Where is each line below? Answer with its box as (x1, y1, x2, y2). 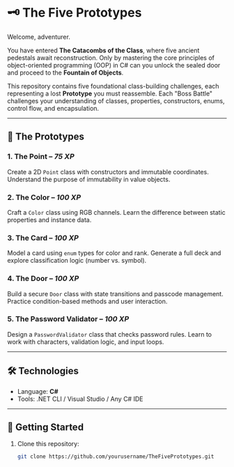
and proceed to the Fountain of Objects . (7, 68, 124, 77)
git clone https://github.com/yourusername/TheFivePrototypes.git (17, 453, 214, 460)
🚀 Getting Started (7, 422, 84, 434)
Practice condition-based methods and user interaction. (7, 297, 168, 305)
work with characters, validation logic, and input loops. (7, 337, 164, 346)
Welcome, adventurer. (7, 32, 71, 41)
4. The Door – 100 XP (7, 274, 79, 284)
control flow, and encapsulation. (7, 104, 100, 112)
